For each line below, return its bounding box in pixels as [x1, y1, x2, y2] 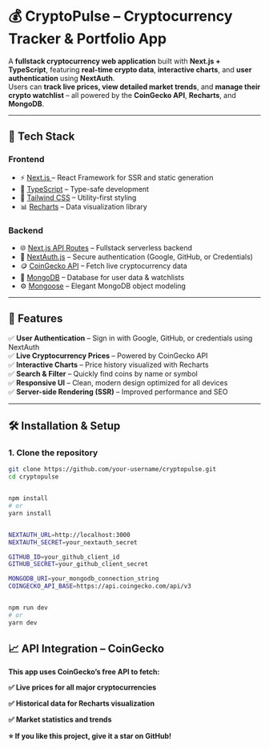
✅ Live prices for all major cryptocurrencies [8, 682, 157, 692]
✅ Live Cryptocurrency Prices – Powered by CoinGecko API [8, 351, 208, 360]
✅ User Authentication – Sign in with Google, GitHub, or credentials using [8, 333, 253, 343]
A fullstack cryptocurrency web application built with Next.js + [8, 56, 221, 66]
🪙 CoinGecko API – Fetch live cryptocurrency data [19, 261, 188, 271]
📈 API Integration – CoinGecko [8, 642, 165, 656]
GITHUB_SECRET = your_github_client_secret [8, 560, 149, 568]
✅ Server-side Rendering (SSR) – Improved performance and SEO [8, 387, 228, 397]
